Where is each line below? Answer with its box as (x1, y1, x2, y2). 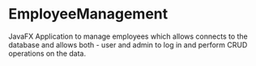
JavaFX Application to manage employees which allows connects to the (8, 31, 249, 41)
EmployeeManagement (8, 5, 169, 23)
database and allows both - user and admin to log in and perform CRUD (8, 39, 248, 49)
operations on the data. (8, 48, 87, 58)
